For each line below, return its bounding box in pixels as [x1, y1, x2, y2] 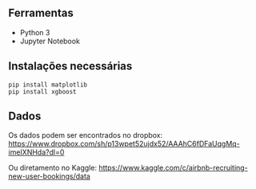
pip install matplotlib [8, 80, 88, 89]
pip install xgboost [8, 87, 78, 95]
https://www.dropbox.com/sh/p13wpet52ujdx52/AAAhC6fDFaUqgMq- [8, 139, 240, 149]
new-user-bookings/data [8, 171, 90, 181]
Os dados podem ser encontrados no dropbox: [8, 131, 163, 140]
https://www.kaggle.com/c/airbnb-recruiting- [98, 163, 248, 173]
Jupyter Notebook [19, 36, 80, 46]
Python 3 [19, 27, 50, 37]
